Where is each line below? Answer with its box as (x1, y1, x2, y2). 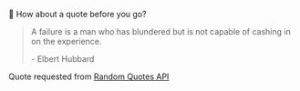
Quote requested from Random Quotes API (8, 71, 170, 82)
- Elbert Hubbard (30, 54, 95, 64)
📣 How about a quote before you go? (8, 9, 147, 19)
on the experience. (30, 36, 102, 46)
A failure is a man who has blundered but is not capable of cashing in (30, 26, 291, 36)
